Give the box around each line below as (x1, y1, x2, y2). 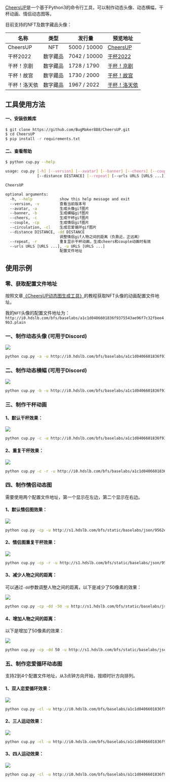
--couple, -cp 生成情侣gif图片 (10, 220, 90, 225)
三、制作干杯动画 (5, 401, 47, 409)
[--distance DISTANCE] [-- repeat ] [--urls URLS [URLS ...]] (37, 174, 166, 179)
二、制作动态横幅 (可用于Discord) (5, 367, 87, 374)
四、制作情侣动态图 (5, 482, 52, 489)
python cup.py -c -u (5, 436, 49, 441)
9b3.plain (5, 320, 26, 325)
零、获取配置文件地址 (5, 280, 57, 287)
